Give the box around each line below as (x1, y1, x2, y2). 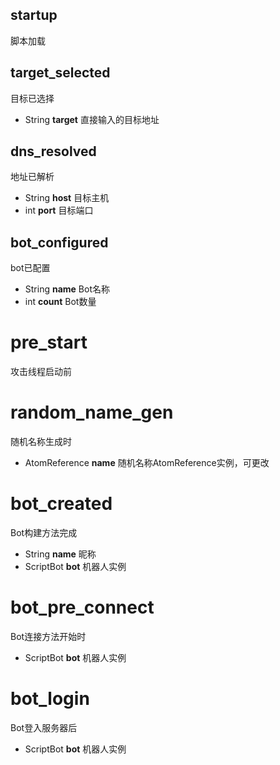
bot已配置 (10, 262, 51, 274)
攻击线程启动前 (10, 366, 72, 378)
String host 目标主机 (24, 192, 110, 204)
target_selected (10, 64, 111, 82)
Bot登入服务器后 (10, 721, 78, 733)
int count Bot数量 (24, 296, 97, 308)
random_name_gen (10, 401, 174, 424)
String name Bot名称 (24, 283, 110, 295)
